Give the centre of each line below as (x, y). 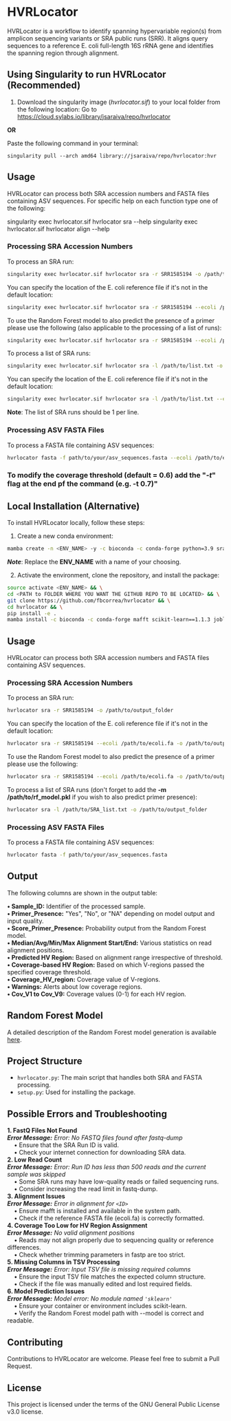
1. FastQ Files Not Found (42, 1131)
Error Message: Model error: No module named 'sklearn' (90, 1299)
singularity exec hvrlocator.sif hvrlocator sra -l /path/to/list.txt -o (115, 366)
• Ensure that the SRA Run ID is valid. (66, 1145)
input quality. (25, 921)
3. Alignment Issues (36, 1196)
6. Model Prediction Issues (46, 1292)
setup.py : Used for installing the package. (76, 1092)
